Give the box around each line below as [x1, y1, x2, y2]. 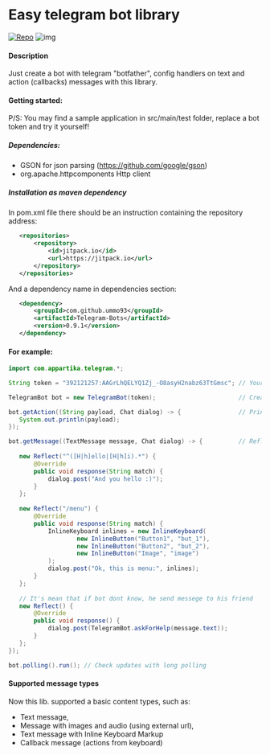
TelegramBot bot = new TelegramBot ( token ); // [8, 393, 247, 401]
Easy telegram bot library [8, 6, 181, 24]
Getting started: [8, 95, 63, 105]
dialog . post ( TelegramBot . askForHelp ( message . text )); [47, 625, 228, 633]
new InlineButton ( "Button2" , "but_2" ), [76, 542, 211, 550]
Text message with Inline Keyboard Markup [19, 729, 164, 739]
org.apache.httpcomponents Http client [19, 169, 151, 178]
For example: [8, 347, 54, 356]
